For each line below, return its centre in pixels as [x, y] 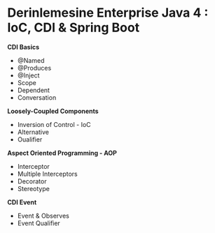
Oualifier [30, 139]
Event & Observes [43, 216]
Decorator [32, 181]
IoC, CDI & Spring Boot [74, 28]
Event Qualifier [39, 223]
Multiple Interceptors [48, 174]
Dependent [34, 90]
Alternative [33, 132]
